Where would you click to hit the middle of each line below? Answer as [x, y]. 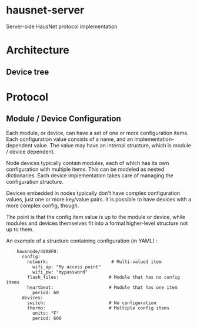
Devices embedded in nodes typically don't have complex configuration [93, 193]
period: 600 [47, 318]
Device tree [28, 72]
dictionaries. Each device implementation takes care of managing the [90, 175]
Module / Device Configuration [64, 119]
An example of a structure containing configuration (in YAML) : [82, 241]
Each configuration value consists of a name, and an [70, 139]
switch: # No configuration [92, 303]
